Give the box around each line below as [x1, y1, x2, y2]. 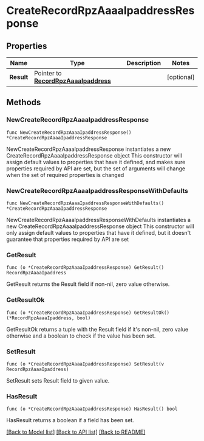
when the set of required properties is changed [6, 171, 124, 178]
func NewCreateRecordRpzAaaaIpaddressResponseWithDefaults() [6, 200, 165, 206]
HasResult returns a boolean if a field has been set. [6, 417, 135, 424]
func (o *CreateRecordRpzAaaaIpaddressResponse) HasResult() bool [6, 406, 178, 412]
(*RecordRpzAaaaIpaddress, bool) [6, 314, 91, 321]
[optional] [166, 73, 195, 81]
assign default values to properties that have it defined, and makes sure [6, 158, 186, 165]
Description [126, 59, 161, 67]
